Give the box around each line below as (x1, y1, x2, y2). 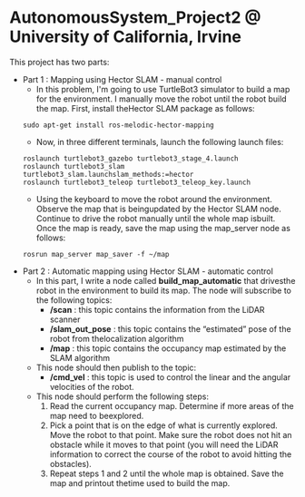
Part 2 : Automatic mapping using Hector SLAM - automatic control (22, 266, 274, 277)
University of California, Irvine (9, 26, 242, 47)
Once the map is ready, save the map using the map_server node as (35, 222, 290, 233)
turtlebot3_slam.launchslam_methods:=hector (22, 170, 194, 179)
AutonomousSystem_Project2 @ (9, 7, 261, 28)
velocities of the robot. (49, 381, 134, 392)
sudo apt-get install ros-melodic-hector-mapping (22, 121, 215, 130)
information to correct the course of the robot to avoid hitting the (49, 448, 292, 460)
